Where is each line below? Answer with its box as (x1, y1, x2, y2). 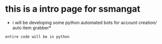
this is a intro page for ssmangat (5, 3, 140, 15)
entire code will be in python (5, 34, 70, 39)
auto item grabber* (12, 24, 52, 30)
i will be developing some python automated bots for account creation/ (12, 20, 157, 25)
